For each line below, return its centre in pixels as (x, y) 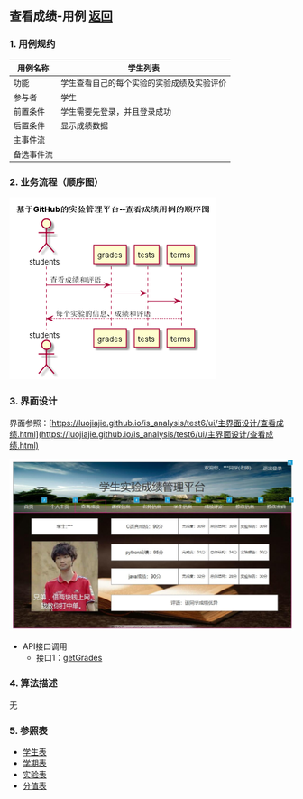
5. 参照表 (28, 730)
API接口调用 (45, 646)
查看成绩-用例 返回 (61, 16)
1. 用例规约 (32, 44)
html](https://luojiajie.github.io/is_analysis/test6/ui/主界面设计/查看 (142, 434)
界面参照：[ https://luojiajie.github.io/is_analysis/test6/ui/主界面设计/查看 (143, 423)
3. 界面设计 (33, 402)
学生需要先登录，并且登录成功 (116, 111)
